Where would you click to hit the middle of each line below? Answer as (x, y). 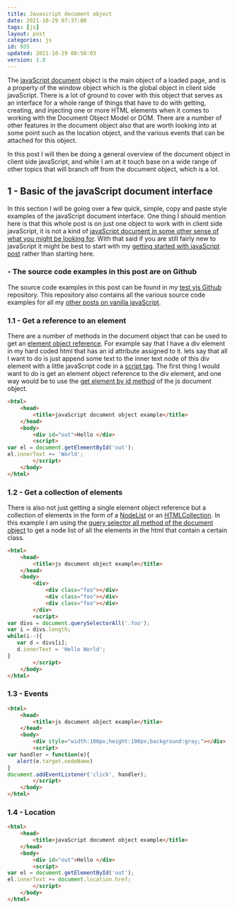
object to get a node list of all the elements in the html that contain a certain (117, 530)
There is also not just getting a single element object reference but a (107, 508)
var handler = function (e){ (49, 755)
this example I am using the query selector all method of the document (110, 522)
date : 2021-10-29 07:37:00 (47, 21)
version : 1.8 (27, 60)
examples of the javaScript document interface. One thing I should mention (117, 216)
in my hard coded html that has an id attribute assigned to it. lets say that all (117, 351)
